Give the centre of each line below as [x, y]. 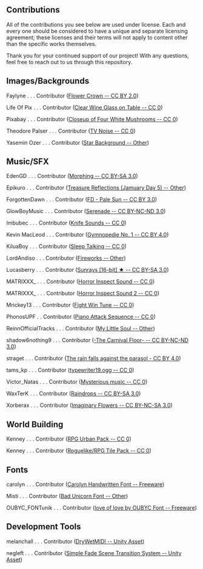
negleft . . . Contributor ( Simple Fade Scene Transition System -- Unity [94, 553]
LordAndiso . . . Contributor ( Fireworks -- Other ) [66, 258]
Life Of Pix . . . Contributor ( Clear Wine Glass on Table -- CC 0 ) [85, 107]
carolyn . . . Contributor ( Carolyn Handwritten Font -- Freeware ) [85, 484]
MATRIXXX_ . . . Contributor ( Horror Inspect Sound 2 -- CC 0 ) [83, 294]
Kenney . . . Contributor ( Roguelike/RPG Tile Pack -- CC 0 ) [79, 451]
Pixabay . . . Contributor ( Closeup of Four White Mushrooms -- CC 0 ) [92, 119]
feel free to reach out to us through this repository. [69, 62]
